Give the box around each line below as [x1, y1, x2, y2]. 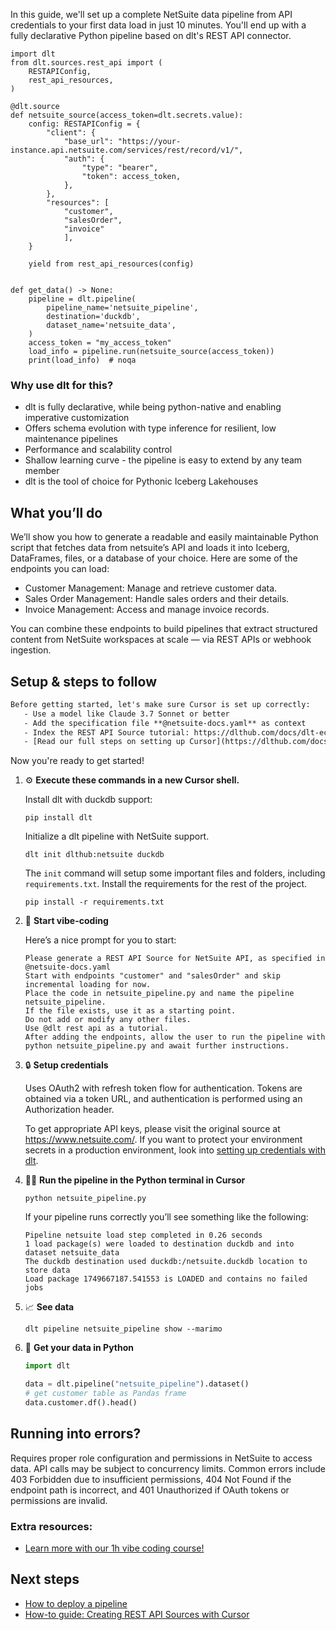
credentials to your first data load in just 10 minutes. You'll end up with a [10, 19, 307, 31]
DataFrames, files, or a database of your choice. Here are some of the [10, 552, 298, 564]
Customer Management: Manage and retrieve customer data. [24, 582, 278, 594]
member [24, 465, 60, 477]
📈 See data [24, 1301, 75, 1313]
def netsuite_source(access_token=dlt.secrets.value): [10, 110, 244, 120]
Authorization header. [24, 1104, 115, 1116]
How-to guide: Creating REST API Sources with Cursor [24, 1608, 250, 1620]
